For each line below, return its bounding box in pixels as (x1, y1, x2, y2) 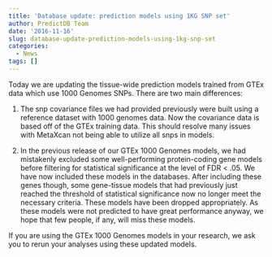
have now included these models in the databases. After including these (19, 172, 262, 181)
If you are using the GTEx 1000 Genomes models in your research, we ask (8, 230, 256, 240)
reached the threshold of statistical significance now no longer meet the (19, 189, 261, 198)
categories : (8, 42, 49, 50)
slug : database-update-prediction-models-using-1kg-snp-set (8, 34, 217, 43)
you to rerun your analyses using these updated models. (8, 239, 197, 249)
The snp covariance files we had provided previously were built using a (19, 103, 259, 114)
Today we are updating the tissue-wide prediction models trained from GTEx (8, 79, 265, 89)
